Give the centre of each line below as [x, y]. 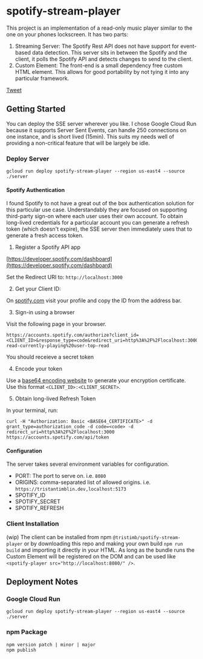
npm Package [27, 632]
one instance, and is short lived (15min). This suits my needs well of [90, 136]
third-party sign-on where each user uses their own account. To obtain [95, 216]
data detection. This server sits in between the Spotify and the [110, 52]
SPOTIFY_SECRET [38, 502]
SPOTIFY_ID [30, 495]
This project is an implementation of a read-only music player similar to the [99, 28]
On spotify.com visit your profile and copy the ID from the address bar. [94, 300]
